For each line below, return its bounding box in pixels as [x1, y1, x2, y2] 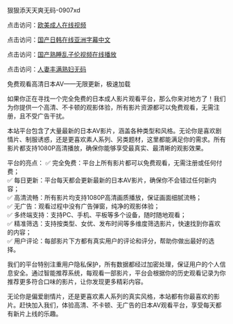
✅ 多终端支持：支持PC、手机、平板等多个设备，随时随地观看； [7, 211, 187, 219]
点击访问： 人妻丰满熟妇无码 [7, 65, 87, 73]
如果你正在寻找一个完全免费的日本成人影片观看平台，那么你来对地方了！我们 [7, 94, 226, 103]
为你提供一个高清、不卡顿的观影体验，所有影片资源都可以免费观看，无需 [7, 103, 214, 111]
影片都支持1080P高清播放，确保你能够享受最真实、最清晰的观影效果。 [7, 144, 207, 152]
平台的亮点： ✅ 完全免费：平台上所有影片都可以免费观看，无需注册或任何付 [7, 159, 223, 167]
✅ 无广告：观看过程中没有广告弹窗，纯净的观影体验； [7, 202, 160, 210]
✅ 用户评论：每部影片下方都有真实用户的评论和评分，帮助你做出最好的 [7, 237, 209, 245]
